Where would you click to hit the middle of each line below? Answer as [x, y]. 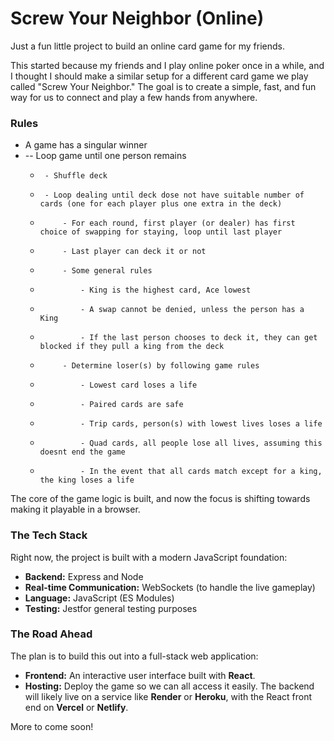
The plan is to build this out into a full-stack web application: [134, 656]
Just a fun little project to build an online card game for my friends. [147, 46]
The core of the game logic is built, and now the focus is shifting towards [160, 499]
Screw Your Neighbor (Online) [137, 18]
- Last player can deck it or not [134, 252]
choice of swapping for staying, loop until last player [161, 232]
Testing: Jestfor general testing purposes [111, 608]
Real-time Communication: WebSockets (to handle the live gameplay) [170, 587]
